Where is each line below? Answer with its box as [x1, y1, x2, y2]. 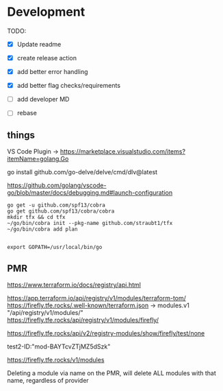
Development [7, 4, 86, 20]
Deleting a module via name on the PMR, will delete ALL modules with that [7, 368, 217, 377]
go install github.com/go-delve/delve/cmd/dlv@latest [7, 168, 158, 176]
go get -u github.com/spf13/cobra [7, 202, 106, 209]
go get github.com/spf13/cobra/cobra [7, 208, 115, 215]
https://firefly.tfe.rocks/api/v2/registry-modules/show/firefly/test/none [7, 329, 205, 337]
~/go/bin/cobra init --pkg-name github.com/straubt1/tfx [7, 220, 173, 227]
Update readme [16, 40, 62, 48]
